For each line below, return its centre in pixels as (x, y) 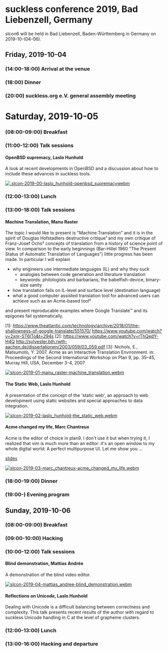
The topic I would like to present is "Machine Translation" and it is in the (79, 233)
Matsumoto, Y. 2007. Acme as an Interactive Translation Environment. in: (80, 352)
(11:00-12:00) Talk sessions (39, 145)
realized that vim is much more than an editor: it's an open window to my (80, 443)
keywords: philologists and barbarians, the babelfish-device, (82, 280)
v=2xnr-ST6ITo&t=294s (29, 336)
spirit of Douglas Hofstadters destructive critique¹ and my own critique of (80, 238)
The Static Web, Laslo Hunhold (38, 384)
